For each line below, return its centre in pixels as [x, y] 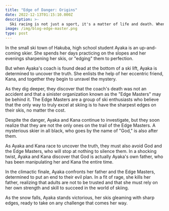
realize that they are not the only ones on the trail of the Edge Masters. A [80, 125]
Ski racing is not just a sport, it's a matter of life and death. [82, 24]
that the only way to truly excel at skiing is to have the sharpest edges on [81, 105]
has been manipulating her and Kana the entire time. [59, 162]
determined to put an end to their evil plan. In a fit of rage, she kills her [78, 177]
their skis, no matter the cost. [35, 110]
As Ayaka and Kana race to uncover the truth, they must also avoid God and [83, 146]
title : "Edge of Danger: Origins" [41, 10]
